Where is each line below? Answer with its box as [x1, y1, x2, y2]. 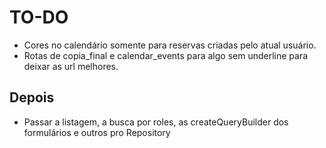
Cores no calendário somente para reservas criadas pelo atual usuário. [23, 39, 317, 51]
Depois [9, 89, 55, 106]
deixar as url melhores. [23, 60, 119, 72]
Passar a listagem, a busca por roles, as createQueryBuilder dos [23, 116, 289, 128]
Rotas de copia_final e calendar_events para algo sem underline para [23, 49, 309, 61]
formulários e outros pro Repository [23, 126, 171, 138]
